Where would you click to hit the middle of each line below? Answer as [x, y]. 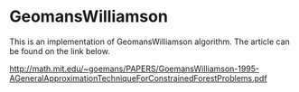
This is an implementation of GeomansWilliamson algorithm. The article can [150, 41]
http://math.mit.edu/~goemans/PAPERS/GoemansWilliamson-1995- [135, 69]
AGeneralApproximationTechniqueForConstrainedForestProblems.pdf [139, 78]
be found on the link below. [60, 51]
